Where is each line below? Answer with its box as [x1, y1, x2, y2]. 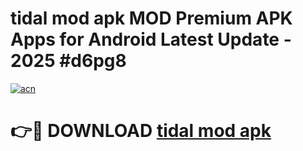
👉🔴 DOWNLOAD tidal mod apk [10, 120, 272, 142]
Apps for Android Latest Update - [10, 28, 292, 51]
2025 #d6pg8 [10, 50, 127, 72]
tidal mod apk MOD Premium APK [10, 7, 293, 30]
